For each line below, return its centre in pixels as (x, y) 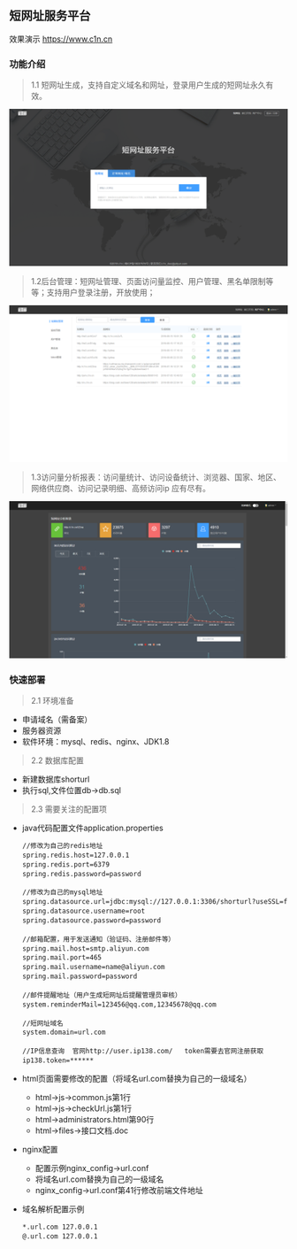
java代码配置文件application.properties (92, 828)
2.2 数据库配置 (57, 760)
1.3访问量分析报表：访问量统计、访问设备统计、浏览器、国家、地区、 (156, 477)
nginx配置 (40, 1149)
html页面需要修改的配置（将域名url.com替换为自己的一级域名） (137, 1078)
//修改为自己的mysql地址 (62, 892)
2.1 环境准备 (52, 700)
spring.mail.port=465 (61, 958)
